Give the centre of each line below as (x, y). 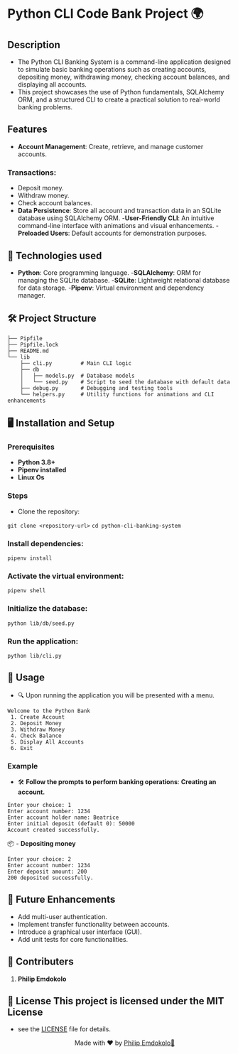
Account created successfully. (54, 830)
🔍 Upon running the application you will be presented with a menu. (116, 695)
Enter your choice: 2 (39, 859)
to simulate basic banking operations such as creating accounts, (112, 69)
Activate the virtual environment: (66, 576)
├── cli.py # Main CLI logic (76, 363)
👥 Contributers (40, 962)
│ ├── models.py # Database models (77, 376)
